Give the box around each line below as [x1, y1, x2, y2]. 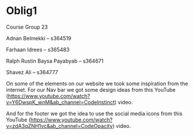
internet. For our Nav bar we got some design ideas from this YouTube [6, 86, 176, 93]
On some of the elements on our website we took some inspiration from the [6, 80, 189, 87]
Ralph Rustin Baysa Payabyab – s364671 [6, 57, 104, 64]
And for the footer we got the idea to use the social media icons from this [6, 110, 183, 117]
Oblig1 [6, 4, 38, 18]
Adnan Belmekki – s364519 [6, 34, 72, 41]
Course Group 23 [6, 23, 48, 30]
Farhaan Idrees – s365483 [6, 46, 70, 53]
